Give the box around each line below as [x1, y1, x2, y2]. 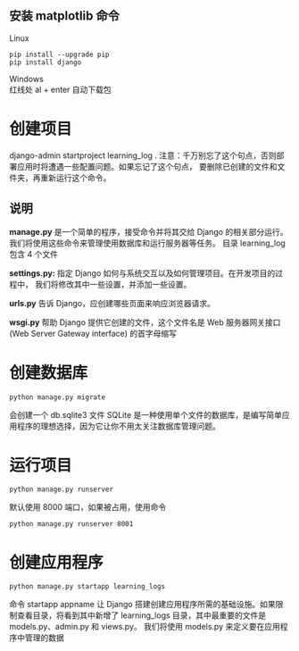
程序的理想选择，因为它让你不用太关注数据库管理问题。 [16, 421, 220, 431]
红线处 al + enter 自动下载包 [9, 84, 112, 95]
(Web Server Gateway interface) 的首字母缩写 [9, 328, 177, 338]
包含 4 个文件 [9, 248, 58, 259]
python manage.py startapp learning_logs [9, 582, 166, 591]
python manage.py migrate [9, 392, 105, 402]
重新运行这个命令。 [39, 172, 112, 183]
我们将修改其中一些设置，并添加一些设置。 [34, 279, 192, 289]
